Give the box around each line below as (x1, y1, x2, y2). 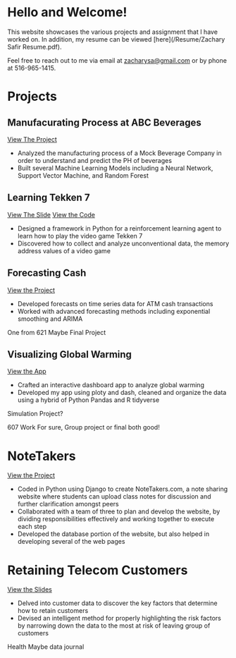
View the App (7, 367, 47, 376)
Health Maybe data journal (7, 642, 85, 651)
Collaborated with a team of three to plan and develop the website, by (17, 507, 221, 516)
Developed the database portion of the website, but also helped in (17, 530, 210, 538)
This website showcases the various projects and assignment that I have (7, 28, 218, 36)
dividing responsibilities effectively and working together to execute (17, 515, 215, 523)
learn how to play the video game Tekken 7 (17, 231, 143, 240)
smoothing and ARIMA (17, 315, 83, 323)
